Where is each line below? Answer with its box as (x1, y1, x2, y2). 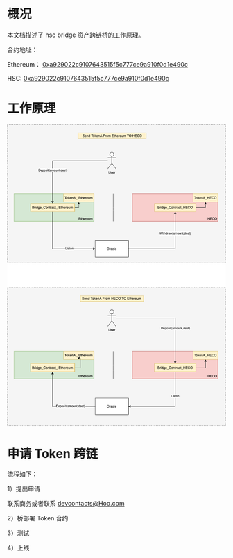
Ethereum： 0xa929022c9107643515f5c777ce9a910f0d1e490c (7, 60, 189, 68)
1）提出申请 (7, 484, 40, 493)
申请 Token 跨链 (7, 445, 98, 461)
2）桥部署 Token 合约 (7, 514, 69, 523)
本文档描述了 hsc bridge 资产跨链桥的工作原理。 (7, 31, 145, 39)
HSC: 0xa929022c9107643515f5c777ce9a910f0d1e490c (7, 74, 170, 82)
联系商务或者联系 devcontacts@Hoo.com (7, 500, 125, 508)
